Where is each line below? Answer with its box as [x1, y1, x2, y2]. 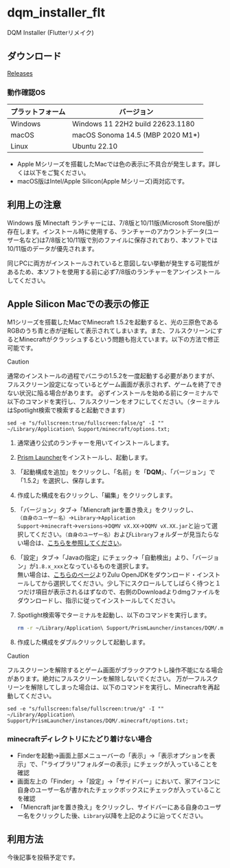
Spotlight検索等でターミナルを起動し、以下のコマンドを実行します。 [16, 610, 211, 619]
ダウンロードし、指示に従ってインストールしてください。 [16, 596, 179, 604]
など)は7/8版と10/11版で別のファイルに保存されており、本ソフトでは [25, 236, 218, 244]
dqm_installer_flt [7, 5, 105, 21]
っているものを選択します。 [74, 561, 152, 570]
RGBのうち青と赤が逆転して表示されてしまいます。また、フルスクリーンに [7, 326, 217, 335]
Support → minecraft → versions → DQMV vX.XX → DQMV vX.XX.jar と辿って [16, 521, 212, 530]
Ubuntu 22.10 [71, 142, 118, 151]
